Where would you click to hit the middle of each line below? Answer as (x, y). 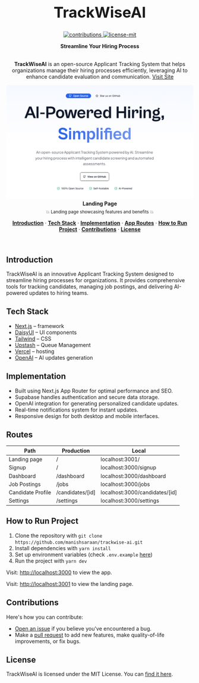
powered (17, 293)
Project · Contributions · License (100, 229)
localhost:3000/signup (128, 467)
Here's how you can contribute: (45, 617)
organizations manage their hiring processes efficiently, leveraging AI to (100, 70)
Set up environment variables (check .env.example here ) (83, 554)
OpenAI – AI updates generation (54, 357)
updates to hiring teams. (59, 293)
